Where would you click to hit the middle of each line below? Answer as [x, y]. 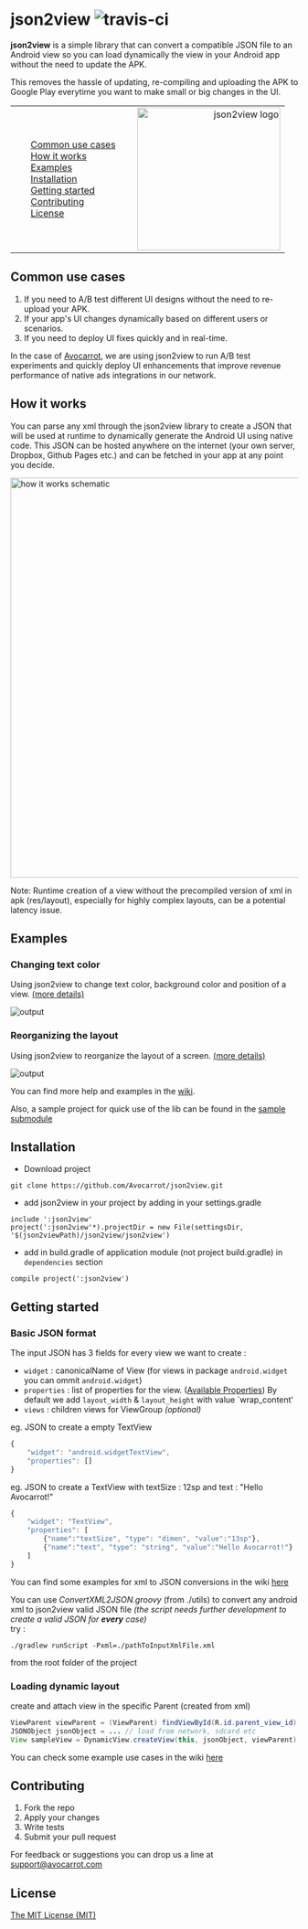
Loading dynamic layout [65, 1686]
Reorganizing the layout [64, 1036]
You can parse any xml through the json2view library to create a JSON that [151, 426]
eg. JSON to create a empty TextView [81, 1427]
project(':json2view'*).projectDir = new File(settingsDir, [127, 1228]
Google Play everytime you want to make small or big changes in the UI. [146, 91]
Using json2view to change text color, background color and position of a [149, 985]
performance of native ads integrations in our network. [113, 375]
